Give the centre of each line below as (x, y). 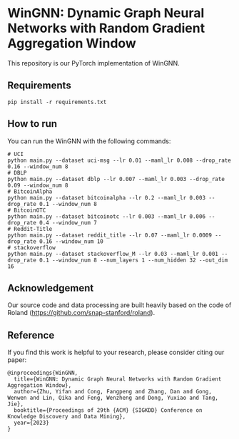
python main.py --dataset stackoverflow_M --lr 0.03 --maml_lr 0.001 (113, 254)
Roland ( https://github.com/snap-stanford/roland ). (81, 313)
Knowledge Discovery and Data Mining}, (67, 417)
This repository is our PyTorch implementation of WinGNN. (93, 63)
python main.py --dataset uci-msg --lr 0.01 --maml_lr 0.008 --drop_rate (119, 160)
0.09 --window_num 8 (38, 185)
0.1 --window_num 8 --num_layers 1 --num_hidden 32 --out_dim (133, 260)
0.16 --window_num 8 (38, 166)
